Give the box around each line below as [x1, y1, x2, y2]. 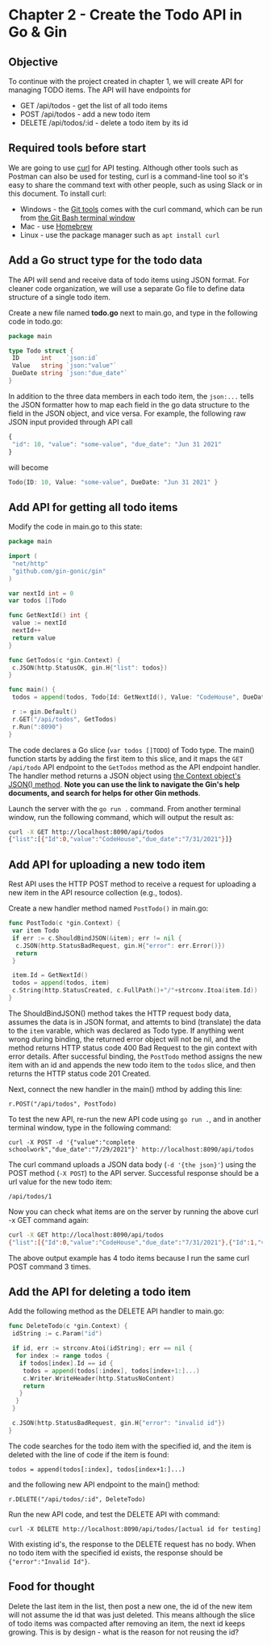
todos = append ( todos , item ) [11, 979, 110, 987]
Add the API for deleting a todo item [8, 1285, 191, 1299]
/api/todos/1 [8, 1192, 52, 1200]
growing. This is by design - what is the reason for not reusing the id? [8, 1627, 240, 1637]
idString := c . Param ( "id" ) [11, 1330, 103, 1338]
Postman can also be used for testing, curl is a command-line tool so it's [8, 171, 248, 181]
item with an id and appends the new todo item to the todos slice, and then [8, 1059, 256, 1069]
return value [11, 633, 56, 642]
